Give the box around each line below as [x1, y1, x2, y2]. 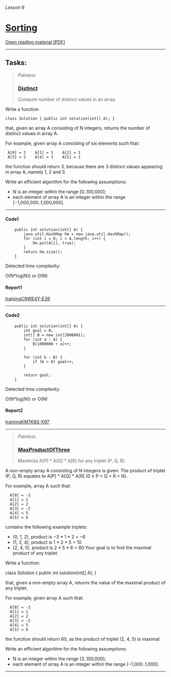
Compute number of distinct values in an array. [17, 96, 117, 102]
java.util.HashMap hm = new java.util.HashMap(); [23, 232, 131, 237]
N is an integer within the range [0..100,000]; [12, 188, 106, 195]
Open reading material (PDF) [5, 39, 65, 45]
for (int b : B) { [23, 355, 63, 360]
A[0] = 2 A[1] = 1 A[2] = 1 [7, 150, 81, 155]
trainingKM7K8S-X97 [5, 419, 50, 425]
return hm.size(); [23, 250, 63, 255]
